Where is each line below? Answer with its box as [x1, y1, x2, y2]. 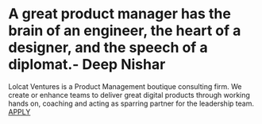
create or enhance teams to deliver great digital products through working [8, 90, 250, 99]
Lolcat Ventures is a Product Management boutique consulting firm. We [8, 81, 242, 91]
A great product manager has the [8, 5, 232, 23]
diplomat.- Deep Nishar [8, 56, 166, 74]
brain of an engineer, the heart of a [8, 21, 241, 40]
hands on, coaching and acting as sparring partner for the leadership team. [8, 99, 254, 108]
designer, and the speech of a [8, 39, 208, 56]
